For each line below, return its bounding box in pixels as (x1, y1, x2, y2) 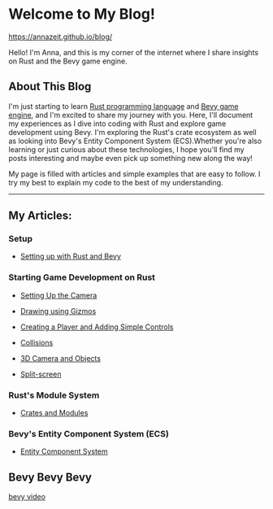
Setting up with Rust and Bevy (19, 251, 122, 261)
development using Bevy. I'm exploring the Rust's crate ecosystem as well (8, 127, 258, 137)
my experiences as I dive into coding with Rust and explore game (8, 119, 227, 128)
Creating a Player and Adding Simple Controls (19, 322, 174, 332)
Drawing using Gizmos (19, 306, 97, 315)
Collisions (19, 337, 54, 347)
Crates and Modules (19, 408, 89, 418)
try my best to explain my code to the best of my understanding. (8, 177, 223, 187)
